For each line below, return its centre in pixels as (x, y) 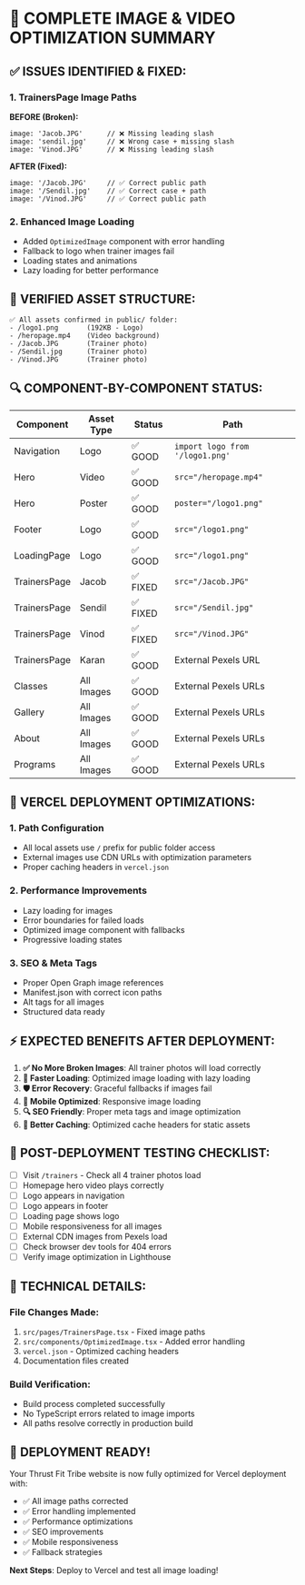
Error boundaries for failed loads (83, 920)
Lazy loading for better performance (90, 271)
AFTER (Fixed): (39, 166)
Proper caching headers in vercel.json (96, 867)
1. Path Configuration (57, 828)
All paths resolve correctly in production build (108, 1423)
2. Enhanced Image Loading (72, 222)
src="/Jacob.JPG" (212, 581)
